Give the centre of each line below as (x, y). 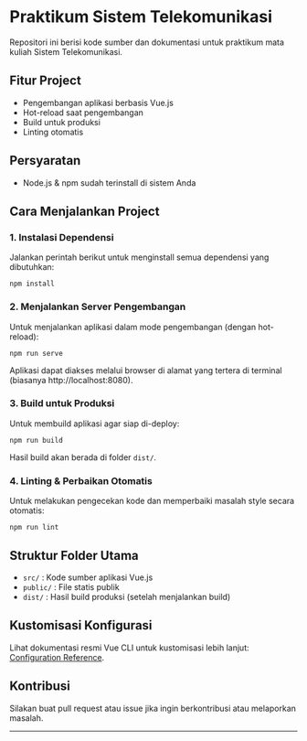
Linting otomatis (53, 132)
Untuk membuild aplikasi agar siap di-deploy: (95, 424)
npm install (32, 284)
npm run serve (37, 353)
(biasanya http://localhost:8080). (71, 380)
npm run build (37, 440)
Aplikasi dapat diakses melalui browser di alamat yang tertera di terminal (146, 370)
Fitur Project (46, 81)
